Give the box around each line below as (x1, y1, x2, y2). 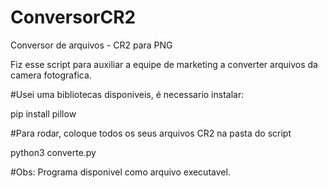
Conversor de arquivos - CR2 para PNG (10, 39, 173, 51)
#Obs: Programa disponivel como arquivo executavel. (10, 166, 231, 178)
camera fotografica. (10, 69, 92, 81)
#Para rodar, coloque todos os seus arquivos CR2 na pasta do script (10, 127, 292, 139)
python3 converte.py (10, 146, 97, 158)
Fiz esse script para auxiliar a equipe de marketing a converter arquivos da (10, 58, 318, 70)
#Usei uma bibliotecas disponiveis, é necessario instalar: (10, 88, 245, 100)
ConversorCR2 (10, 6, 137, 29)
